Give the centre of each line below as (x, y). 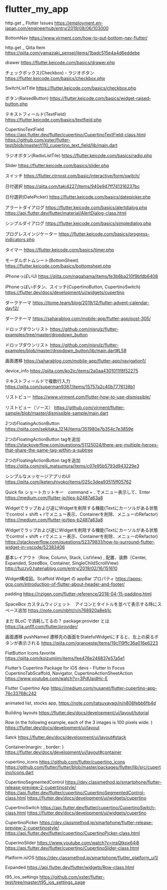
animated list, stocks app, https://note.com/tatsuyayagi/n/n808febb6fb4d (81, 703)
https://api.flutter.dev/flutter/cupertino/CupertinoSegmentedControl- (75, 792)
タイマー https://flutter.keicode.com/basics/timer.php (60, 249)
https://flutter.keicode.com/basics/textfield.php (53, 119)
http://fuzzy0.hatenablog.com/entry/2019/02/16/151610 (61, 568)
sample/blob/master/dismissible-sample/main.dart (57, 413)
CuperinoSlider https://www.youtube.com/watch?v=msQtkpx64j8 (72, 843)
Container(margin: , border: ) (35, 747)
